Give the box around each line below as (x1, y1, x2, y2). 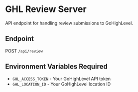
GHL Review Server (5, 3, 87, 15)
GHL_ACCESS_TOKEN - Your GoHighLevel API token (12, 75, 111, 81)
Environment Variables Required (5, 62, 108, 71)
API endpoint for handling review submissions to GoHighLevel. (5, 20, 134, 26)
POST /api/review (5, 47, 43, 53)
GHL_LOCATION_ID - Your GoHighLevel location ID (12, 81, 111, 87)
